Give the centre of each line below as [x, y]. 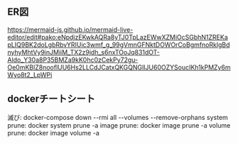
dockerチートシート [52, 99]
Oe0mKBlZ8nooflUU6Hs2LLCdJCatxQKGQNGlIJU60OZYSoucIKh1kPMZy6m [119, 67]
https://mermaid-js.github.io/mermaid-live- [70, 29]
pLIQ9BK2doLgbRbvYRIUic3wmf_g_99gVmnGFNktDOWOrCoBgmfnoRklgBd [119, 45]
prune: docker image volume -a [53, 133]
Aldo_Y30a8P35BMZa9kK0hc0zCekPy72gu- [73, 60]
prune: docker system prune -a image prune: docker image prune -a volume [119, 125]
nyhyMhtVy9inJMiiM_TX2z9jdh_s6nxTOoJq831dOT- [83, 52]
